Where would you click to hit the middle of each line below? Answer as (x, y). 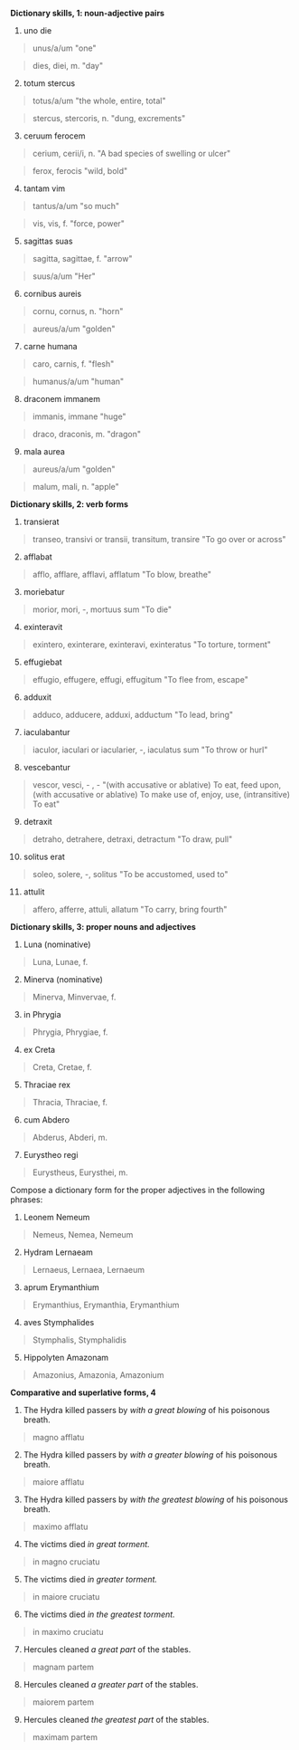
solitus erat (44, 856)
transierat (41, 521)
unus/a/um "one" (64, 48)
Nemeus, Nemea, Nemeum (83, 1234)
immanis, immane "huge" (79, 416)
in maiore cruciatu (66, 1597)
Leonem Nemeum (56, 1217)
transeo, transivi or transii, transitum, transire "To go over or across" (159, 539)
